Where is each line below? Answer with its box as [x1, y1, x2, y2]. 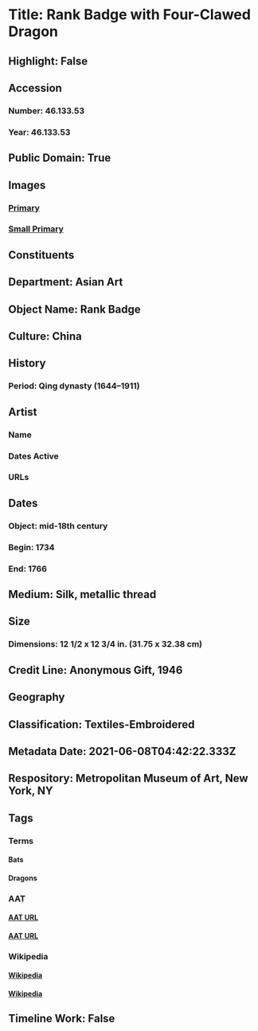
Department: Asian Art [8, 275, 123, 289]
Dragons [8, 873, 37, 883]
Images [8, 178, 46, 192]
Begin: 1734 [8, 541, 55, 553]
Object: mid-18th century [8, 520, 108, 531]
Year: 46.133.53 [8, 126, 71, 137]
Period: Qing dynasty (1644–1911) [8, 380, 140, 392]
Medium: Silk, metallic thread [8, 588, 157, 601]
